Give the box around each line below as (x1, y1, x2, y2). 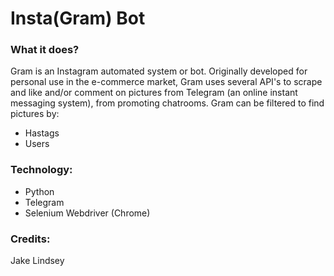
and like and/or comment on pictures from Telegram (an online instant (10, 87, 298, 99)
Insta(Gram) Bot (10, 7, 146, 30)
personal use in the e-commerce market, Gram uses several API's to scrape (10, 76, 323, 88)
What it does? (10, 43, 80, 57)
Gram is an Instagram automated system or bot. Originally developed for (10, 65, 308, 77)
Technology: (10, 163, 73, 177)
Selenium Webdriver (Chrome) (24, 207, 151, 219)
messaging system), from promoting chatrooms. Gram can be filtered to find (10, 97, 325, 109)
